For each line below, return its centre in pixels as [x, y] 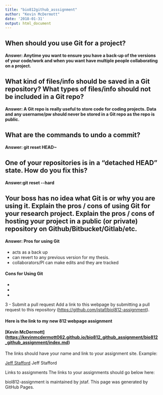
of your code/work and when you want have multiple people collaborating [81, 61]
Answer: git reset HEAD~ [31, 147]
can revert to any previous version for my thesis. [61, 257]
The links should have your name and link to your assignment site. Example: [81, 353]
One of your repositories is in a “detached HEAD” [81, 163]
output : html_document [28, 23]
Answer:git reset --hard [30, 183]
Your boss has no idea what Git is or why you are [80, 198]
